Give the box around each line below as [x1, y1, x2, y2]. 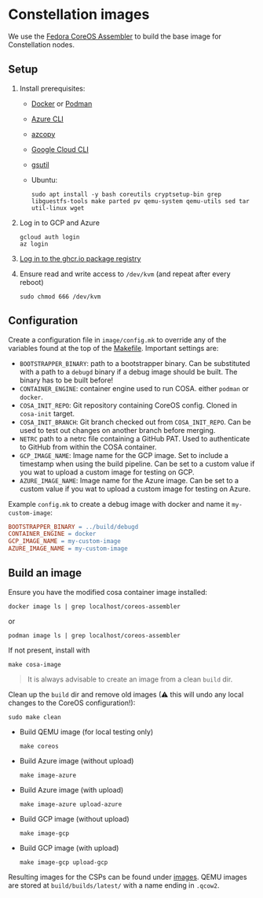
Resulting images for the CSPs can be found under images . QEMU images [8, 872, 247, 881]
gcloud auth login [19, 233, 80, 241]
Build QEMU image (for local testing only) [19, 726, 154, 737]
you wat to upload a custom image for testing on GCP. [19, 467, 195, 477]
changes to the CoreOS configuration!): [8, 698, 136, 708]
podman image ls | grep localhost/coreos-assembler [8, 631, 181, 639]
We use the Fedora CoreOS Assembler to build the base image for [8, 31, 222, 41]
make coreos [19, 742, 59, 750]
